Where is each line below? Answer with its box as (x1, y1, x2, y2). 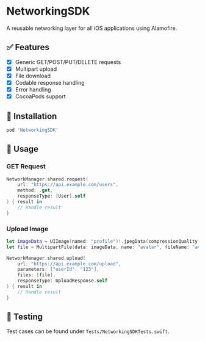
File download (15, 72, 51, 79)
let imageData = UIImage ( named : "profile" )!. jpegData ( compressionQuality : (6, 238, 201, 245)
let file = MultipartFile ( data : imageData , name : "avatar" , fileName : (6, 244, 190, 250)
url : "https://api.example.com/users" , (17, 182, 119, 188)
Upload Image (6, 224, 49, 233)
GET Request (6, 162, 46, 171)
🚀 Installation (6, 111, 57, 121)
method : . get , (17, 187, 53, 193)
